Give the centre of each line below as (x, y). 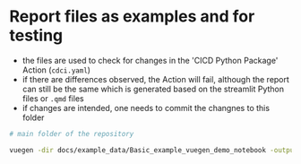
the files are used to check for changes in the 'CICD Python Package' (150, 60)
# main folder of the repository (72, 134)
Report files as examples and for (132, 17)
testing (36, 35)
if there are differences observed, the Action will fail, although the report (155, 79)
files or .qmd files (53, 98)
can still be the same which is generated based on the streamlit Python (153, 89)
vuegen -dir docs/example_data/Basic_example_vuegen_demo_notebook (138, 150)
